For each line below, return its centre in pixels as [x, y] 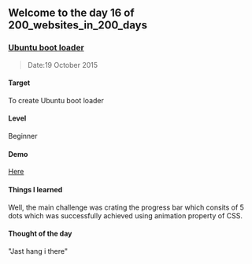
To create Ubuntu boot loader [56, 100]
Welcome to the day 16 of [72, 13]
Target [19, 83]
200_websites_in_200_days [78, 26]
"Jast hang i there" [38, 251]
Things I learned [35, 189]
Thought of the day [40, 234]
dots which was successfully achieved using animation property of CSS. [125, 215]
